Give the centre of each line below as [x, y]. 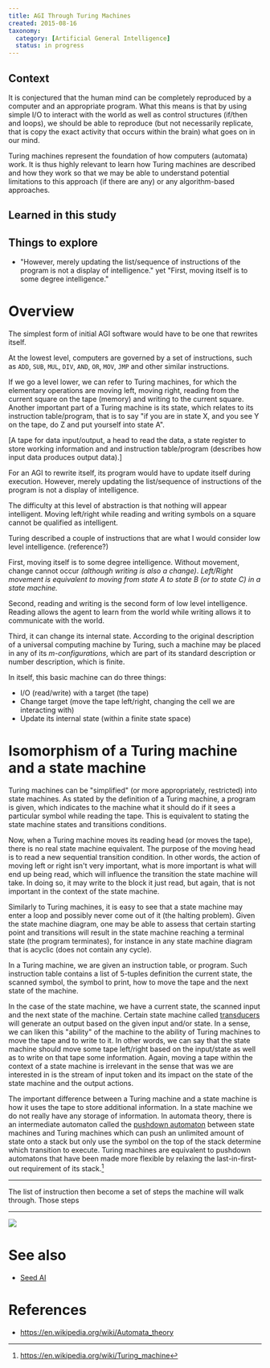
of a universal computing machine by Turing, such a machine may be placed [135, 645]
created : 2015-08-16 [43, 23]
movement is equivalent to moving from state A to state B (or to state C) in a [135, 580]
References [47, 1310]
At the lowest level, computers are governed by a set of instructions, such [131, 358]
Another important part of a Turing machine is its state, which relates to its [131, 408]
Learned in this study [62, 215]
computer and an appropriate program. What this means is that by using [128, 106]
